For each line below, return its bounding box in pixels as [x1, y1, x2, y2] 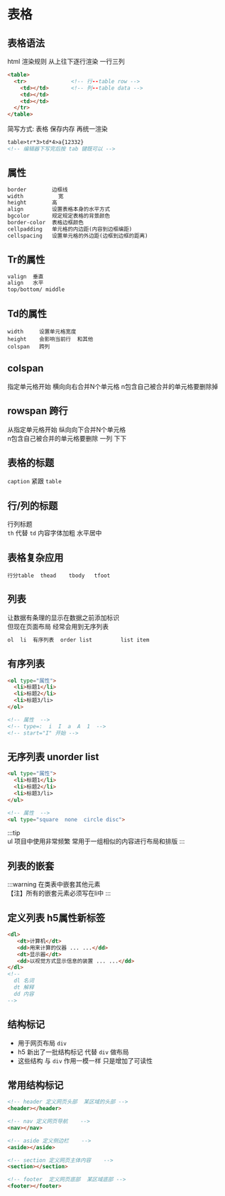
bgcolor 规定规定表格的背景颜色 [7, 212, 111, 220]
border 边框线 [7, 186, 68, 193]
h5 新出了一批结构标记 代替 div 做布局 [17, 1048, 129, 1056]
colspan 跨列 [7, 343, 50, 350]
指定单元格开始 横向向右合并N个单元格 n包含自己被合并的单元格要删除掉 [7, 382, 219, 390]
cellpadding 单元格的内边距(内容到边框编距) [7, 225, 133, 233]
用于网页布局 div [17, 1038, 67, 1047]
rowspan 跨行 [7, 405, 68, 417]
